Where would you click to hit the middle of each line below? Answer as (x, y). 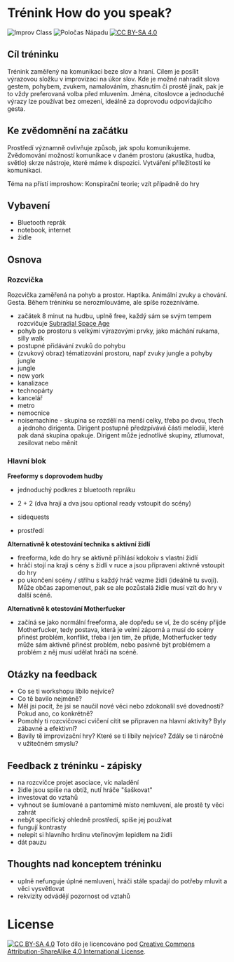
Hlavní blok (27, 461)
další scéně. (35, 595)
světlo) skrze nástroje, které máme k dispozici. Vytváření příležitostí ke (109, 162)
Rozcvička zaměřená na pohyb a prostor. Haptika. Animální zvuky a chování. (117, 295)
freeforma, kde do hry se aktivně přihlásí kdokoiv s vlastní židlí (108, 558)
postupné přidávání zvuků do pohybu (71, 346)
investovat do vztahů (48, 797)
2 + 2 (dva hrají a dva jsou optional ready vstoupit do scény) (104, 503)
